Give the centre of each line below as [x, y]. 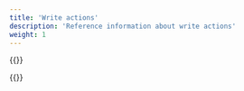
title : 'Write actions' [54, 18]
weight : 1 [28, 34]
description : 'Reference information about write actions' [123, 26]
